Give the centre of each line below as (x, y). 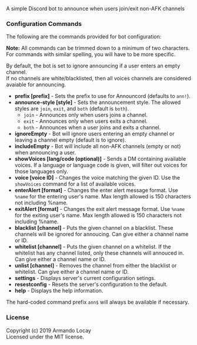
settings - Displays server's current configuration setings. (85, 278)
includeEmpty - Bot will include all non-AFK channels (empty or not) (98, 147)
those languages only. (41, 171)
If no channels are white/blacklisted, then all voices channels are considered (98, 79)
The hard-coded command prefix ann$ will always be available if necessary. (98, 302)
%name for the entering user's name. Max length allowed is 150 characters (103, 197)
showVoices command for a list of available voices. (75, 184)
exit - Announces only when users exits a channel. (86, 121)
